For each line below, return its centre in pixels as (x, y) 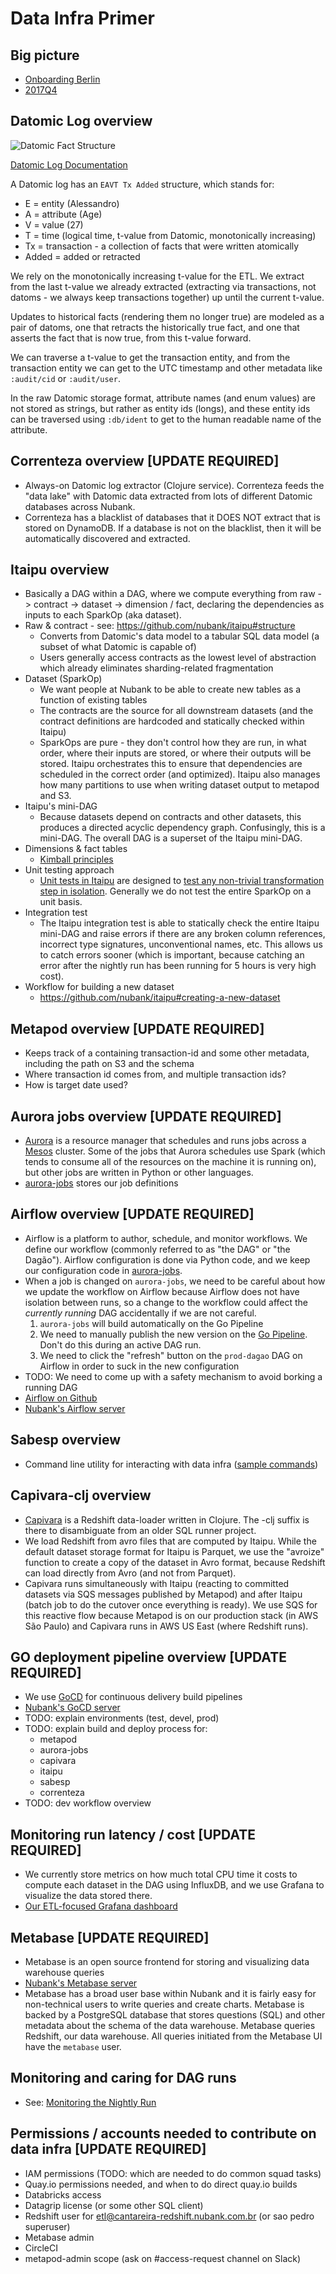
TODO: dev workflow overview (88, 1803)
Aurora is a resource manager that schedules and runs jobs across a (165, 1141)
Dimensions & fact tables (76, 849)
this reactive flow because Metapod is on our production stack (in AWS (171, 1615)
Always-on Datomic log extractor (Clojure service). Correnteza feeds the (174, 485)
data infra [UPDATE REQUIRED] (108, 2149)
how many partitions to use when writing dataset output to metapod (179, 785)
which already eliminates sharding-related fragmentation (156, 668)
